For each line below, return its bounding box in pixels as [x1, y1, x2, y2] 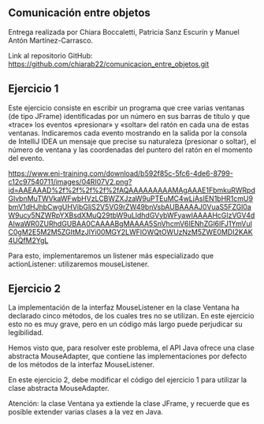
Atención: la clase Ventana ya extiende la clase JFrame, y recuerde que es [8, 399, 250, 408]
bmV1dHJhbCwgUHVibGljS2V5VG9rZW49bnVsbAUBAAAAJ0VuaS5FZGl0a [8, 202, 252, 211]
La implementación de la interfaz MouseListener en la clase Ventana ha [8, 303, 240, 312]
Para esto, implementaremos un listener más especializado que [8, 251, 214, 260]
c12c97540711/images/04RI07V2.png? [8, 177, 132, 186]
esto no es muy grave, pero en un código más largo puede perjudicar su [8, 319, 243, 329]
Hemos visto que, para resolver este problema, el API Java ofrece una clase [8, 343, 255, 353]
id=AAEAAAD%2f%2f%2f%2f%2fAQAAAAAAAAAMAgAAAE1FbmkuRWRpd [8, 185, 256, 195]
